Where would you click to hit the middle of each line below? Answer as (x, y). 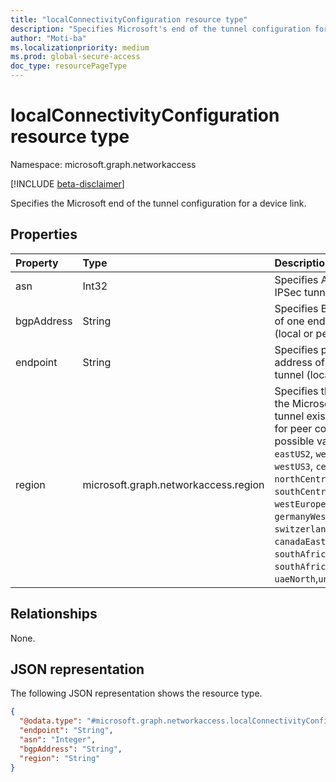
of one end (300, 321)
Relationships (54, 614)
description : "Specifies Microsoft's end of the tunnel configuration (160, 29)
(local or (294, 333)
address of (299, 362)
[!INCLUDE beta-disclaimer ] (67, 183)
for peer (293, 428)
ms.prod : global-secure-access (75, 57)
